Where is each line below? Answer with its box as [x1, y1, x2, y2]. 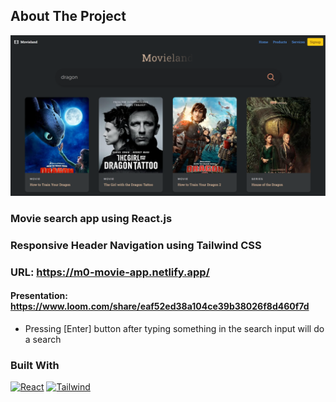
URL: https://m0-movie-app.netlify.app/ [10, 265, 210, 279]
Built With [10, 358, 60, 372]
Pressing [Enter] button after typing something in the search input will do [24, 322, 325, 334]
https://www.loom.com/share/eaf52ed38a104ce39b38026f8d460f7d [10, 300, 310, 313]
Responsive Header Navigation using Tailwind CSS [10, 238, 262, 252]
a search [24, 333, 62, 345]
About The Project [10, 8, 127, 25]
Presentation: [10, 290, 68, 302]
